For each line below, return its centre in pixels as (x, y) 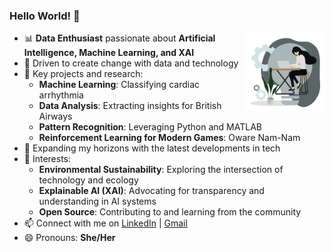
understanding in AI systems (97, 201)
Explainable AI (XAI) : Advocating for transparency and (151, 191)
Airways (55, 116)
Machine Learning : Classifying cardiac (119, 85)
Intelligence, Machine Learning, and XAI (109, 53)
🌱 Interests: (47, 159)
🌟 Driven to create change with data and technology (131, 63)
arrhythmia (61, 95)
